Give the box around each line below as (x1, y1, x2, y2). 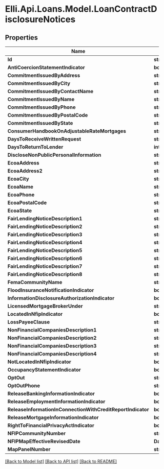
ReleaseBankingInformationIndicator (7, 390, 95, 397)
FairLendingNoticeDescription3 (7, 231, 82, 238)
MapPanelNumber (7, 446, 51, 452)
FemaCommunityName (7, 279, 62, 285)
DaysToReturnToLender (7, 143, 63, 150)
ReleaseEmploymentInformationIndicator (7, 398, 106, 405)
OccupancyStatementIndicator (7, 366, 82, 373)
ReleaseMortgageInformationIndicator (7, 414, 99, 421)
